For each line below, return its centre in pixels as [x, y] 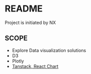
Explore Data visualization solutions [49, 50]
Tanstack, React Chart [35, 66]
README [24, 9]
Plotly [18, 61]
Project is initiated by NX [30, 22]
